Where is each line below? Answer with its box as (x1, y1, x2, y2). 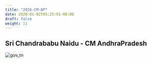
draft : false (5, 16, 32, 21)
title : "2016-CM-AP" (5, 7, 48, 12)
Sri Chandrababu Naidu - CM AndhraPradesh (5, 39, 147, 47)
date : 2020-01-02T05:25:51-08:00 (5, 12, 74, 17)
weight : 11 (5, 21, 28, 26)
